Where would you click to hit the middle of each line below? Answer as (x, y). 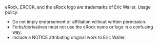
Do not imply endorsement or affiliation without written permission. (79, 22)
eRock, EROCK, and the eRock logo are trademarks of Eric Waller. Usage (78, 7)
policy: (12, 12)
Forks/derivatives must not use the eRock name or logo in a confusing (83, 27)
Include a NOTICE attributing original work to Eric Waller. (69, 37)
